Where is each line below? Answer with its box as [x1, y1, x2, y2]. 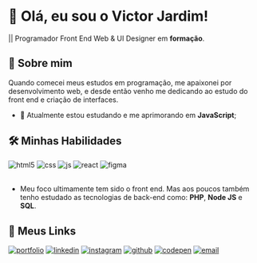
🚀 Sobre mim [8, 57, 73, 70]
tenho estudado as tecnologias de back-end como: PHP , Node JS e [19, 193, 243, 202]
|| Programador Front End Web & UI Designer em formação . [8, 33, 205, 43]
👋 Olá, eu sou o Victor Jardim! [8, 7, 209, 26]
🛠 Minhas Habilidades [8, 135, 122, 148]
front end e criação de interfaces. [8, 95, 119, 104]
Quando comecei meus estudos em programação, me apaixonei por [8, 77, 232, 87]
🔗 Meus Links [8, 224, 77, 237]
